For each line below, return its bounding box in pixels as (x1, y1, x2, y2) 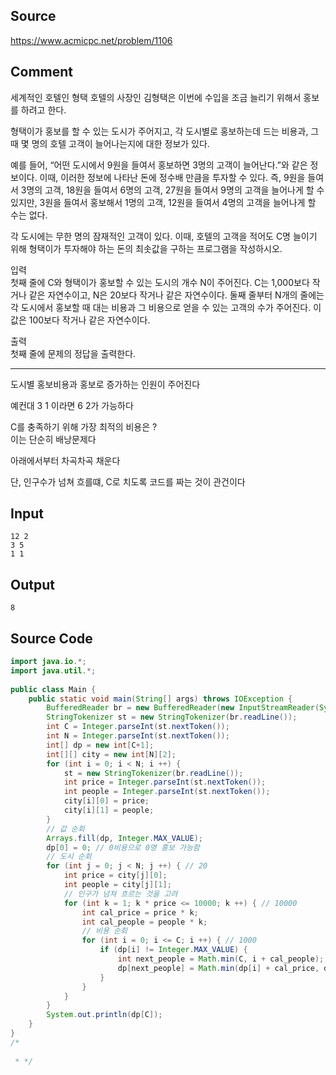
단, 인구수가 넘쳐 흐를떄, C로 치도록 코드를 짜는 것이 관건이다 (10, 475, 246, 488)
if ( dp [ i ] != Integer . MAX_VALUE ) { (99, 945, 248, 955)
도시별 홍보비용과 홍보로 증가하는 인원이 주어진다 (10, 378, 201, 390)
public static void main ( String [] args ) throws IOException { (28, 694, 293, 704)
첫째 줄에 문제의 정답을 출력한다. (10, 347, 137, 359)
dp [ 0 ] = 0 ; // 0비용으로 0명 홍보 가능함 (46, 842, 200, 853)
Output (10, 576, 55, 593)
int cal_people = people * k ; (81, 917, 208, 927)
